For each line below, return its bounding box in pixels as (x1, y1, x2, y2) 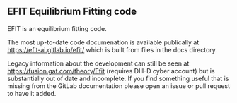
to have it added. (7, 89, 57, 97)
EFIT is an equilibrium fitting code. (7, 24, 108, 32)
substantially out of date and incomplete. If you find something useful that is (7, 74, 229, 83)
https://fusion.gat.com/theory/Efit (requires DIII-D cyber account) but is (7, 66, 215, 75)
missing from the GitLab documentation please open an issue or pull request (7, 81, 231, 90)
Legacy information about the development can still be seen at (7, 59, 190, 68)
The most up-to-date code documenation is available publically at (7, 38, 200, 47)
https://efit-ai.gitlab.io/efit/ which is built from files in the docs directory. (7, 45, 218, 54)
